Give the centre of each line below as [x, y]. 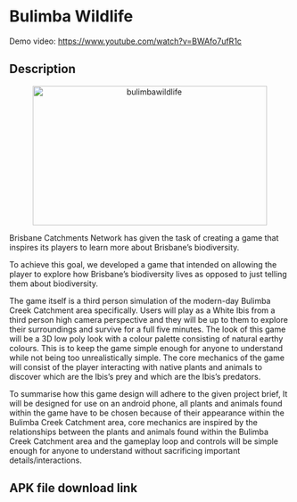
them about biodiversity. [54, 284]
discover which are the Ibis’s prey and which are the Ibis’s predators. [135, 376]
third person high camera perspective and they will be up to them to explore [148, 319]
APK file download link [74, 488]
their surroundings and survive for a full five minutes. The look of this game [148, 329]
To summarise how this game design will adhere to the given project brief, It [148, 393]
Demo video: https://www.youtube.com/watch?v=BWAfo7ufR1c [126, 41]
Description [42, 69]
